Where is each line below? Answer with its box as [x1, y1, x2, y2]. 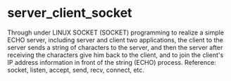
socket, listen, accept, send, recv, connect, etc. [7, 66, 144, 74]
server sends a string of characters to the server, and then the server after [7, 43, 223, 51]
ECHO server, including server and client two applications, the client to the [7, 35, 223, 44]
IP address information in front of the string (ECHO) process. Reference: [7, 58, 216, 66]
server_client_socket [7, 5, 132, 21]
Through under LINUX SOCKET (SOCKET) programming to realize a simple [7, 28, 224, 37]
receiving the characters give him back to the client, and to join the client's [7, 51, 224, 59]
